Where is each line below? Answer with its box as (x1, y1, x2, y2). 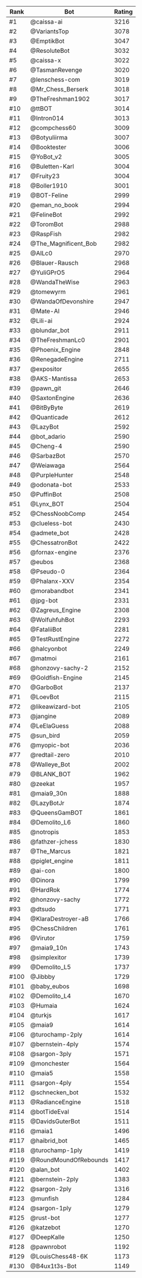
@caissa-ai (30, 18, 63, 26)
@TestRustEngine (30, 635, 80, 643)
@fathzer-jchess (30, 838, 78, 845)
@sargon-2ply (30, 1185, 72, 1193)
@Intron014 (30, 114, 64, 122)
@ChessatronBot (30, 538, 78, 547)
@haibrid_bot (30, 1137, 68, 1144)
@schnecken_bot (30, 1089, 79, 1096)
